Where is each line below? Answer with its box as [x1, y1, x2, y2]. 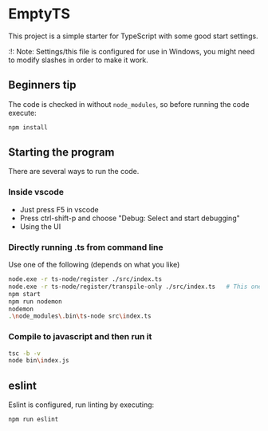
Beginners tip [8, 78, 77, 92]
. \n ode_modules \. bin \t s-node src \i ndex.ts [8, 312, 152, 320]
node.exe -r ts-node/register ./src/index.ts [8, 275, 162, 283]
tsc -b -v [8, 349, 41, 358]
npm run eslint [8, 416, 59, 424]
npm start [8, 290, 41, 298]
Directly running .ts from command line [8, 241, 164, 252]
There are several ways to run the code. [8, 167, 140, 176]
